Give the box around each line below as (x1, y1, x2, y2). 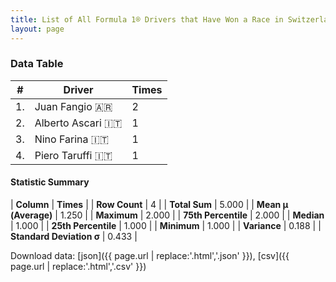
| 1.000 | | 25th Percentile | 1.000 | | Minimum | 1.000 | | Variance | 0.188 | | (10, 220, 322, 231)
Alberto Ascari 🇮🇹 (34, 116, 123, 130)
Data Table (10, 57, 64, 71)
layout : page (10, 24, 65, 34)
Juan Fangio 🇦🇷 (34, 99, 113, 113)
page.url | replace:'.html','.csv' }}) (10, 261, 147, 272)
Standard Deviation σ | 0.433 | (10, 231, 138, 242)
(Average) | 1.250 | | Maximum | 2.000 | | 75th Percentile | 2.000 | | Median (10, 209, 325, 221)
